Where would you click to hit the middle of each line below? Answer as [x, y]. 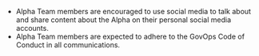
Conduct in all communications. [68, 45]
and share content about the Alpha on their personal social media [124, 20]
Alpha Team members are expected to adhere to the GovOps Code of [130, 36]
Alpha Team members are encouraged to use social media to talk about [133, 11]
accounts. [32, 28]
